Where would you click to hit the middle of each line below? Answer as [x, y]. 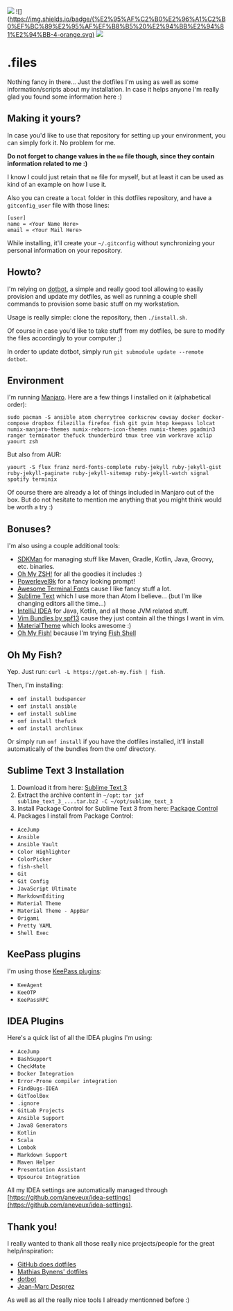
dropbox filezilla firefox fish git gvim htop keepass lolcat [124, 424]
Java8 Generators [42, 1126]
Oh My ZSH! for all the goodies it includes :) [79, 574]
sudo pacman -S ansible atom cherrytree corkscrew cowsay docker [103, 418]
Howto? [24, 272]
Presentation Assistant [52, 1170]
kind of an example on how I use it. [57, 184]
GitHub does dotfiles [46, 1264]
